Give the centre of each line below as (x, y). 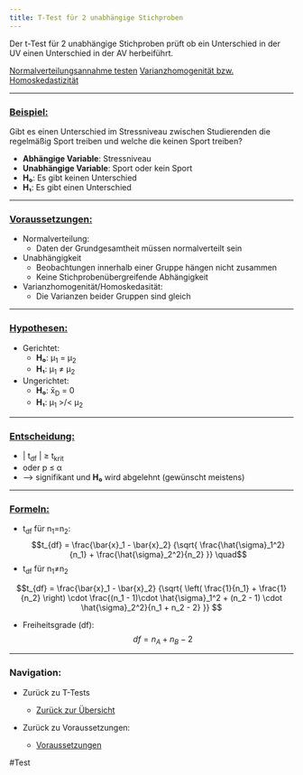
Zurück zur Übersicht (75, 710)
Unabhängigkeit (52, 258)
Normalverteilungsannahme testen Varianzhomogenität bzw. (122, 70)
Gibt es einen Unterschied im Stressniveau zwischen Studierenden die (140, 131)
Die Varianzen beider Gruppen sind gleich (113, 296)
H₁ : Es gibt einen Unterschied (77, 187)
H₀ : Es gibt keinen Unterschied (79, 178)
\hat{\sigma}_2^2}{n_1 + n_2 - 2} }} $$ (151, 607)
